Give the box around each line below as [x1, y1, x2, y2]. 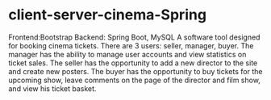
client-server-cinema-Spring [8, 6, 207, 24]
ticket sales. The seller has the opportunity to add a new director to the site [8, 58, 258, 68]
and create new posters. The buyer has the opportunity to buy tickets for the [8, 66, 263, 76]
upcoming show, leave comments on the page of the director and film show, [8, 75, 261, 85]
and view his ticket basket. [8, 83, 97, 94]
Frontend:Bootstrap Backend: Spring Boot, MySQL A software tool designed [8, 32, 261, 42]
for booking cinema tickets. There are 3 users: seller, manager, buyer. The [8, 40, 254, 50]
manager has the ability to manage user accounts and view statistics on [8, 49, 247, 59]
